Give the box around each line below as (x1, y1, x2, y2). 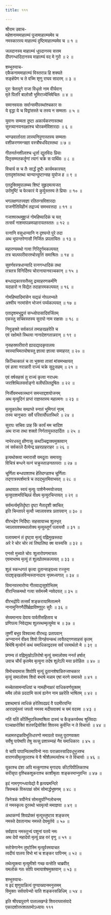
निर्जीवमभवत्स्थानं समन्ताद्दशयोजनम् (5, 390, 60, 396)
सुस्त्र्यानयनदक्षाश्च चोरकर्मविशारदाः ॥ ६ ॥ (5, 124, 73, 130)
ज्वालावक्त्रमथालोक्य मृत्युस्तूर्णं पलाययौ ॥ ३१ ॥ (5, 524, 80, 530)
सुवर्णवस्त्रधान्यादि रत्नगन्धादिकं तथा (5, 262, 61, 268)
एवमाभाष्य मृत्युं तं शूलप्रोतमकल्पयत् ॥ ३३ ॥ (5, 556, 74, 562)
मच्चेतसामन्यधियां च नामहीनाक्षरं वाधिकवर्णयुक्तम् (5, 684, 81, 690)
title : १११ (5, 7, 28, 13)
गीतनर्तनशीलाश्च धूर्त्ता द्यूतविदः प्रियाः (5, 150, 61, 156)
